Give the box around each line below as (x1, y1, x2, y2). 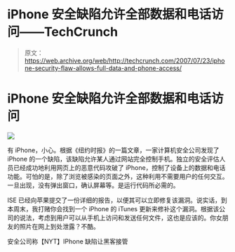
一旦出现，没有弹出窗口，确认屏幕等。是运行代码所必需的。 (7, 180, 180, 190)
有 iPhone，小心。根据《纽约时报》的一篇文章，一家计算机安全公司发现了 (7, 145, 220, 154)
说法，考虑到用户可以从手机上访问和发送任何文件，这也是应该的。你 (19, 213, 216, 222)
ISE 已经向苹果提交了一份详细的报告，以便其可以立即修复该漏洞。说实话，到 (7, 196, 228, 204)
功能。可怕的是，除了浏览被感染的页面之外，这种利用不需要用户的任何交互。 (7, 172, 229, 180)
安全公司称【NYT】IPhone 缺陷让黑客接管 (7, 237, 128, 246)
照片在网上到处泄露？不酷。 (19, 222, 100, 230)
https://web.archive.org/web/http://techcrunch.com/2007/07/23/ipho (24, 56, 225, 65)
